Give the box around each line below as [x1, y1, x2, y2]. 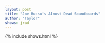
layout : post [5, 7, 31, 12]
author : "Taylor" [5, 16, 40, 21]
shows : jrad [5, 20, 29, 25]
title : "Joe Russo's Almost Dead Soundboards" [5, 11, 101, 16]
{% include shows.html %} [5, 33, 58, 39]
